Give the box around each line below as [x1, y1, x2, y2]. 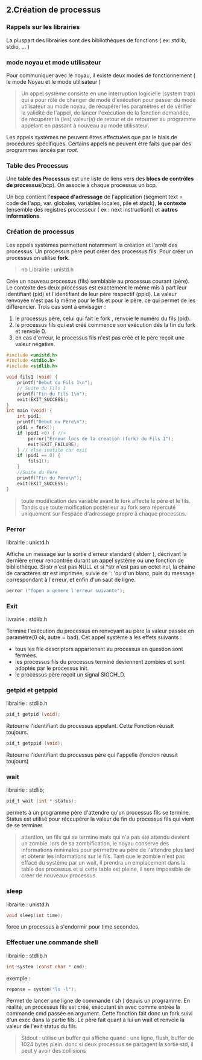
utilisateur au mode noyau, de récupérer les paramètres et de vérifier [21, 103, 193, 110]
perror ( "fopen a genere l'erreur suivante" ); [6, 587, 125, 593]
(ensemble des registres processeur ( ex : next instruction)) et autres [6, 206, 178, 213]
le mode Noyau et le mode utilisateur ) [6, 78, 101, 85]
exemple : [6, 974, 31, 982]
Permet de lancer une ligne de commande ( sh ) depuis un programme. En [6, 997, 191, 1005]
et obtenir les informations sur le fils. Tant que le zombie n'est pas [21, 853, 185, 860]
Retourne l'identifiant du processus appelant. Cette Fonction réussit [6, 722, 174, 730]
